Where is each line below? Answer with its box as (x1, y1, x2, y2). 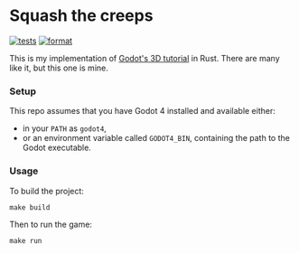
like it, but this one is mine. (9, 62, 108, 73)
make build (9, 202, 51, 212)
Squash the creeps (9, 5, 154, 26)
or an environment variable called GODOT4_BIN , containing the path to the (22, 133, 291, 144)
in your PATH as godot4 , (22, 123, 107, 134)
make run (9, 236, 42, 245)
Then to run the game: (9, 219, 93, 230)
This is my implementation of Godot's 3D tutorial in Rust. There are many (9, 52, 280, 63)
